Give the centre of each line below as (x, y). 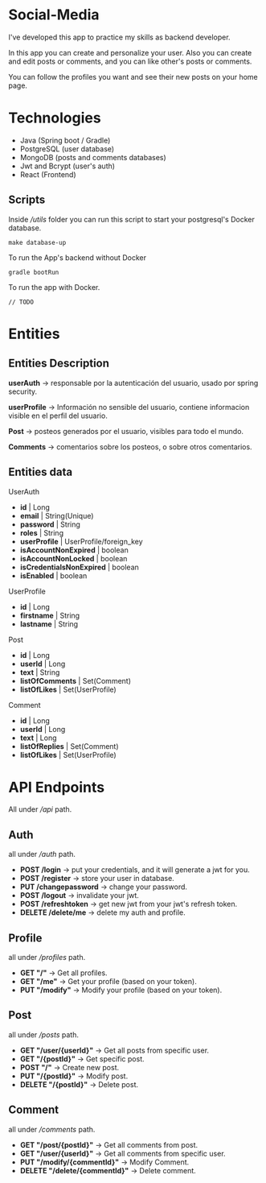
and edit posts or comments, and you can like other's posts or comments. (130, 61)
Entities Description (59, 364)
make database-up (37, 242)
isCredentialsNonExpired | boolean (79, 567)
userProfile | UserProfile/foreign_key (81, 541)
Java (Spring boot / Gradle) (65, 140)
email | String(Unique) (57, 515)
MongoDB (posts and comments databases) (93, 157)
